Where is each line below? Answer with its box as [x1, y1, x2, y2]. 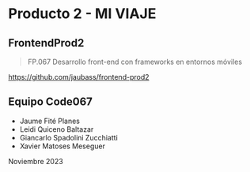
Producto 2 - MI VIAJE [8, 5, 157, 23]
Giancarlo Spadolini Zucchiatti [19, 133, 119, 142]
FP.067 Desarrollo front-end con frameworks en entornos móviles [27, 57, 243, 66]
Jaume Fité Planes [19, 116, 81, 125]
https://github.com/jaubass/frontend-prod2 [8, 73, 150, 81]
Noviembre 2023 [8, 156, 63, 166]
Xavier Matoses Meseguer [19, 141, 105, 151]
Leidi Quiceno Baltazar [19, 124, 94, 134]
